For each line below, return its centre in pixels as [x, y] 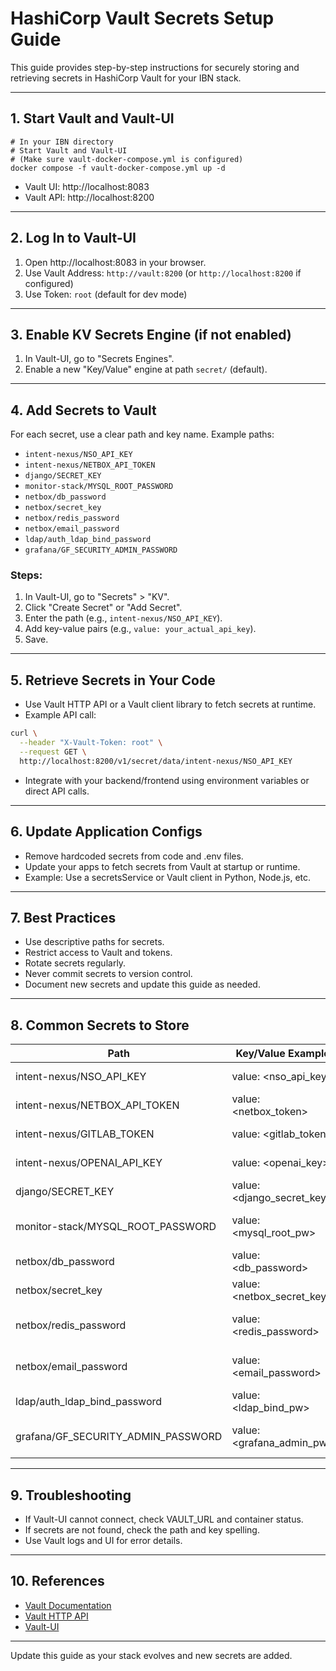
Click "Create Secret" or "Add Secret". [103, 608]
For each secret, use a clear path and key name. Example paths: [142, 434]
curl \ [24, 733]
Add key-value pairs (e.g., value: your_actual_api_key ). [140, 629]
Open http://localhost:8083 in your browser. [115, 262]
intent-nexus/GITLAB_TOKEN [85, 1134]
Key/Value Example [282, 1054]
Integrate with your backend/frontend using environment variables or [167, 780]
